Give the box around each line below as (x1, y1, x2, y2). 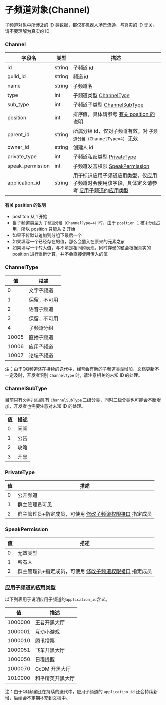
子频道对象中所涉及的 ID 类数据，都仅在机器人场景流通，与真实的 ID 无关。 (5, 22, 157, 28)
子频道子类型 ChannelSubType (73, 101, 144, 108)
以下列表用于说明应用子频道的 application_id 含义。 (5, 596, 110, 602)
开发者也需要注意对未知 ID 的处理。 (13, 403, 85, 409)
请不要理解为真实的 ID (5, 28, 50, 34)
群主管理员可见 (17, 501, 53, 508)
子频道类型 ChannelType (73, 92, 130, 99)
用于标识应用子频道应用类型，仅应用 (73, 172, 157, 179)
